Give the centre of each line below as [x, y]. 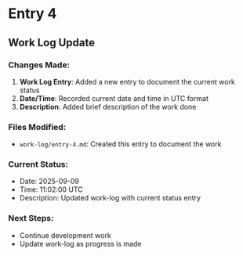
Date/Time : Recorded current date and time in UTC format [114, 98]
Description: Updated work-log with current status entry [110, 198]
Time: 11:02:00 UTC [51, 189]
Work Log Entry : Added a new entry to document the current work [127, 81]
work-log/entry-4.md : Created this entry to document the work [120, 144]
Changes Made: [39, 65]
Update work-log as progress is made [80, 243]
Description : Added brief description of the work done [108, 106]
